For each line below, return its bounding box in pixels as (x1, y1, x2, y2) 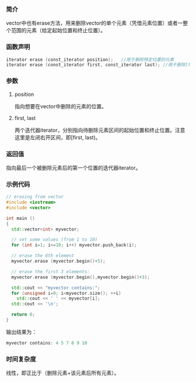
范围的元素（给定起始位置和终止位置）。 (10, 27, 106, 34)
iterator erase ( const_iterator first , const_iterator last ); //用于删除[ (6, 62, 188, 68)
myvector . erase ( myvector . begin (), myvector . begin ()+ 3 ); (11, 274, 150, 280)
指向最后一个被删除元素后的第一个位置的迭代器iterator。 (6, 164, 141, 171)
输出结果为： (6, 328, 37, 335)
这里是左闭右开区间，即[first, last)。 (14, 133, 101, 141)
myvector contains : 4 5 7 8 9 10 (6, 340, 87, 346)
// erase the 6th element (11, 253, 75, 259)
